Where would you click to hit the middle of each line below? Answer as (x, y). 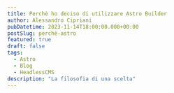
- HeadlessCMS (34, 72)
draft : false (26, 46)
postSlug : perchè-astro (42, 33)
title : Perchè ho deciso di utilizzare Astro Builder (87, 14)
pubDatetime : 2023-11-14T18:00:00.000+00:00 (73, 27)
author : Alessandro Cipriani (50, 20)
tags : (15, 53)
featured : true (29, 40)
